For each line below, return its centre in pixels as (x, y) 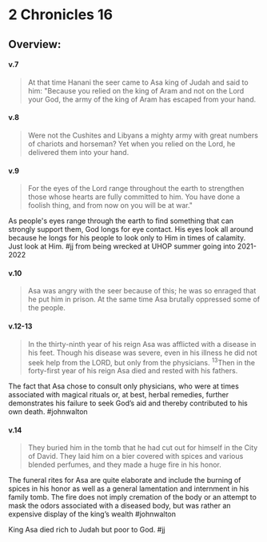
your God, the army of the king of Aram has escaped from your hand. (142, 99)
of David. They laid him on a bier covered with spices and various (135, 456)
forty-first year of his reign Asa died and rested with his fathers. (133, 371)
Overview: (35, 44)
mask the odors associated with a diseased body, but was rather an (120, 506)
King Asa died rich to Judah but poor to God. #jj (87, 530)
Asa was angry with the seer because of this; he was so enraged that (142, 291)
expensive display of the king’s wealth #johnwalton (92, 514)
